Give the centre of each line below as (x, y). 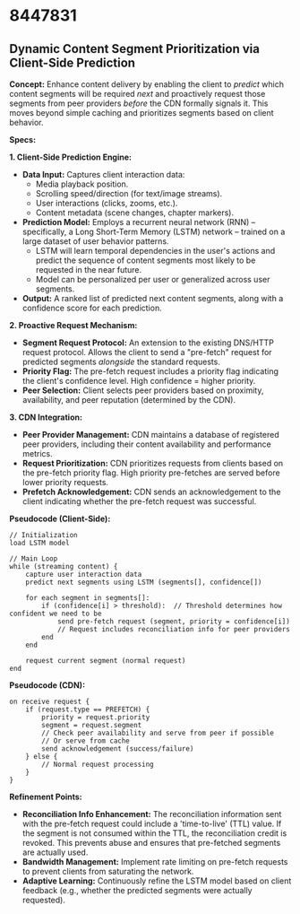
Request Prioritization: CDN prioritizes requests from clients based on (153, 463)
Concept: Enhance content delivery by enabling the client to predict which (147, 84)
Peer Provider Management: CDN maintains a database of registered (150, 435)
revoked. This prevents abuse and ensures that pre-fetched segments (151, 843)
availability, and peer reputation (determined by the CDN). (129, 400)
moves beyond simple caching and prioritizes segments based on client (142, 113)
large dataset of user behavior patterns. (95, 241)
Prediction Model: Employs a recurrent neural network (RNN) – (139, 222)
